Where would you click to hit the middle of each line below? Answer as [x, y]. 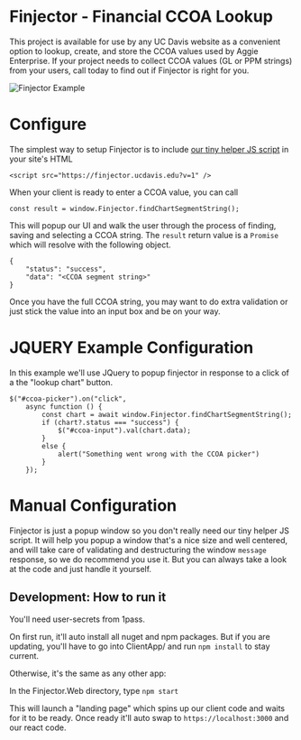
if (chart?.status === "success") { [110, 422]
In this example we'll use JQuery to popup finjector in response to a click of [150, 373]
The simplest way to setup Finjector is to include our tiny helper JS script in [149, 149]
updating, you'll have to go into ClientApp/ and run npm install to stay [140, 646]
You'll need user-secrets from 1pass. [78, 619]
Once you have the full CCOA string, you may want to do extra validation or [149, 301]
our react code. [38, 727]
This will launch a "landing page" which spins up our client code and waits [147, 708]
